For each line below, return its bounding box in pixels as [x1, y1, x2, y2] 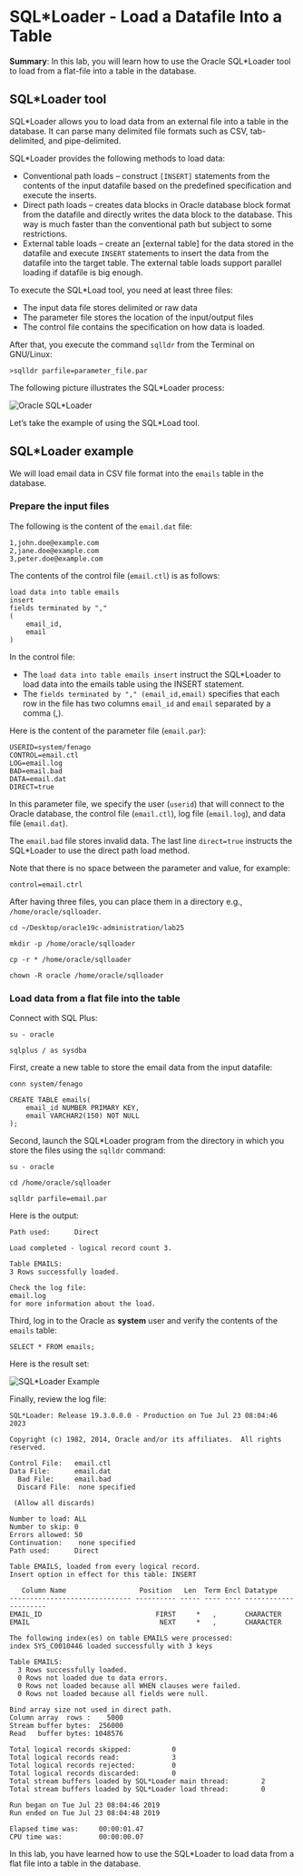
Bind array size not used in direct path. [9, 1705, 172, 1714]
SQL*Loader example [9, 443, 134, 460]
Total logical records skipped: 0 [9, 1745, 177, 1754]
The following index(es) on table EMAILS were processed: [9, 1633, 233, 1643]
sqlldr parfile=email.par [9, 1195, 107, 1204]
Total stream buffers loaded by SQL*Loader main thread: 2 [9, 1777, 266, 1786]
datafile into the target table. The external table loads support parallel [22, 257, 282, 268]
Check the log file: [9, 1284, 88, 1293]
